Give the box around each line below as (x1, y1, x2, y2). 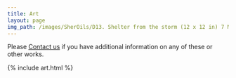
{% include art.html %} (7, 64, 74, 72)
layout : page (7, 17, 46, 24)
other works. (7, 50, 44, 58)
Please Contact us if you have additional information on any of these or (7, 43, 213, 51)
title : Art (7, 10, 39, 18)
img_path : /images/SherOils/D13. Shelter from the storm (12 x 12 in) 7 (7, 23, 225, 30)
